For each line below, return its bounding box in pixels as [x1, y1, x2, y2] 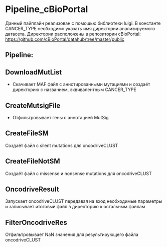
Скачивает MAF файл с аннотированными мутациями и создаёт [12, 81, 150, 88]
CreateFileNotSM [5, 157, 60, 166]
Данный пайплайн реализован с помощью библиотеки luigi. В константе [5, 20, 161, 26]
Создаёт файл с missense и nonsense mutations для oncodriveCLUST [5, 170, 152, 177]
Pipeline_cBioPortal [5, 4, 88, 15]
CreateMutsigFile [5, 101, 61, 110]
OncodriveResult [5, 185, 59, 193]
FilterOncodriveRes [5, 218, 68, 227]
